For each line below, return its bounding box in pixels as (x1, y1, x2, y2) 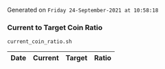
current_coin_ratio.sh (7, 38, 72, 45)
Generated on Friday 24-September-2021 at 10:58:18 (7, 6, 159, 14)
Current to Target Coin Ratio (7, 23, 103, 32)
